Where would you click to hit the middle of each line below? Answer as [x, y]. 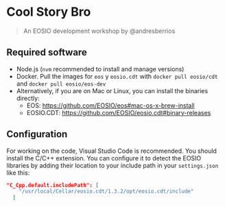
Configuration [37, 134]
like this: [18, 173]
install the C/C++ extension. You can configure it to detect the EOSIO [104, 158]
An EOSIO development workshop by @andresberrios [99, 31]
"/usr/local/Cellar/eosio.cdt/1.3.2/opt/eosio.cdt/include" [106, 192]
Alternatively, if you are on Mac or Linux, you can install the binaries [112, 90]
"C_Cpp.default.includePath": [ [52, 185]
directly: [28, 98]
